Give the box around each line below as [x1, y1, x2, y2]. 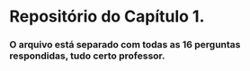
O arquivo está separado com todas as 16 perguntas [9, 39, 241, 51]
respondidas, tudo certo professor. [9, 49, 165, 62]
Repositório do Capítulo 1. [9, 6, 205, 27]
